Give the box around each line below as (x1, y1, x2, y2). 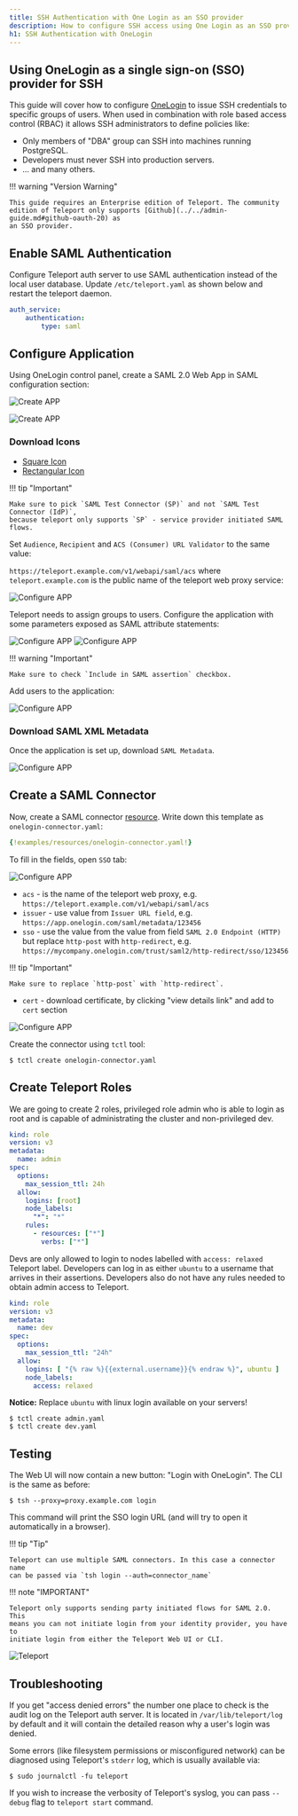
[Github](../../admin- (144, 206, 228, 216)
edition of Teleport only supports (9, 206, 141, 216)
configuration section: (9, 379, 90, 390)
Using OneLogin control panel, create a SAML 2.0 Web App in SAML (9, 370, 259, 381)
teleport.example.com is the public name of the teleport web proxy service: (9, 574, 284, 586)
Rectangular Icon (21, 465, 85, 476)
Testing (9, 1446, 52, 1461)
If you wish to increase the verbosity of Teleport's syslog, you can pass (9, 1788, 271, 1798)
